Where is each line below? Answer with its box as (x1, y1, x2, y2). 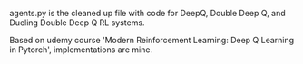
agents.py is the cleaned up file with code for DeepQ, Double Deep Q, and (9, 8, 286, 18)
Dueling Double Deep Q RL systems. (9, 17, 145, 28)
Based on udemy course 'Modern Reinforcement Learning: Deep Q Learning (9, 35, 295, 45)
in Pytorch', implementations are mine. (9, 44, 152, 55)
